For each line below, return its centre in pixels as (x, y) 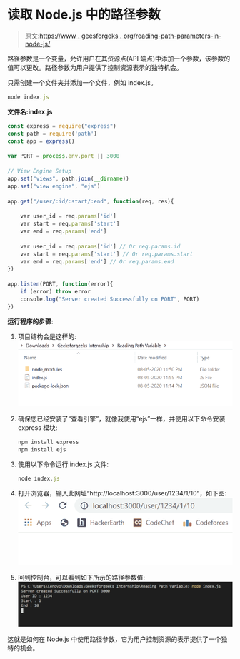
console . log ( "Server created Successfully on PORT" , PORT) (110, 299)
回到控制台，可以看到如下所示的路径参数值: (81, 578)
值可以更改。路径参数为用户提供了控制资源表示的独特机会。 (95, 67)
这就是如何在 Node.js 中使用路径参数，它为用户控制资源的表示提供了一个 (114, 639)
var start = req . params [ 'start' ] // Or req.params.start (107, 254)
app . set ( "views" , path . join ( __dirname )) (69, 178)
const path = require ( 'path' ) (52, 134)
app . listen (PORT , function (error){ (60, 284)
